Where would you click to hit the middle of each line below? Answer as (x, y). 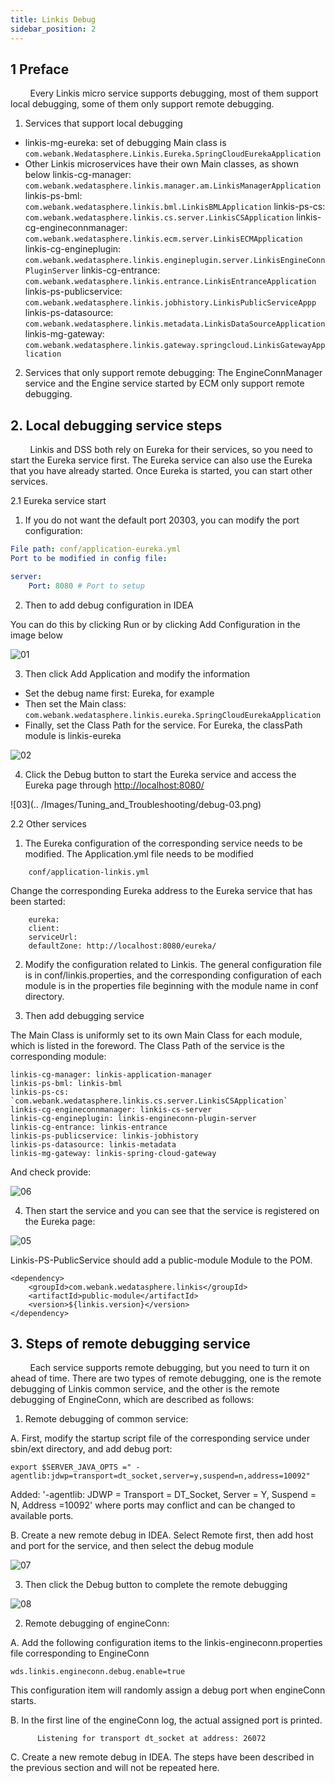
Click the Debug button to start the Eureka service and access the (160, 774)
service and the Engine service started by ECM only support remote (164, 383)
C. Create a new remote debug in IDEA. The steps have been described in (162, 1757)
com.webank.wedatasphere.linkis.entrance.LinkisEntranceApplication (170, 282)
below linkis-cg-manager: (78, 175)
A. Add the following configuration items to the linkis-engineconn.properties (166, 1643)
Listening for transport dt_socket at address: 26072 (151, 1739)
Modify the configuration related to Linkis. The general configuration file (173, 964)
